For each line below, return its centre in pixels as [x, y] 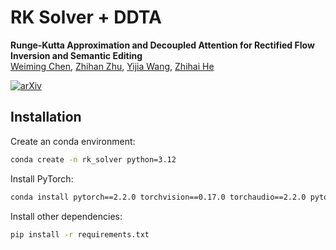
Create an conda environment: [73, 141]
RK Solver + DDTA [86, 17]
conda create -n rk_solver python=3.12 [93, 159]
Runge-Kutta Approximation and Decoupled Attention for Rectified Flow [162, 45]
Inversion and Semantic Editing [76, 55]
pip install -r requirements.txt [80, 234]
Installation [46, 117]
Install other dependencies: [66, 216]
